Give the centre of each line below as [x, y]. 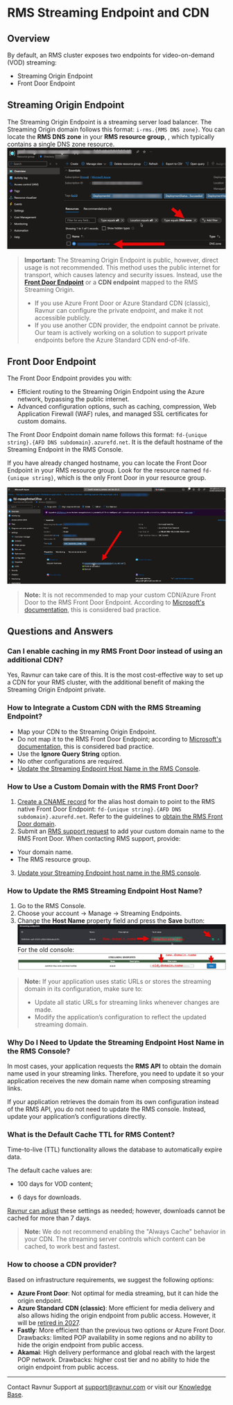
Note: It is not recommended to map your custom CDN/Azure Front [120, 595]
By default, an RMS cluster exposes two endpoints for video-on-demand [111, 55]
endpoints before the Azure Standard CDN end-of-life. [112, 340]
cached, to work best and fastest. [72, 1247]
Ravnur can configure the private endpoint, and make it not [119, 310]
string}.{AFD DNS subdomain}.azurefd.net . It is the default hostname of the [115, 442]
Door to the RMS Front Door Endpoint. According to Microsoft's [114, 602]
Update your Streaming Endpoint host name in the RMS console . [109, 873]
